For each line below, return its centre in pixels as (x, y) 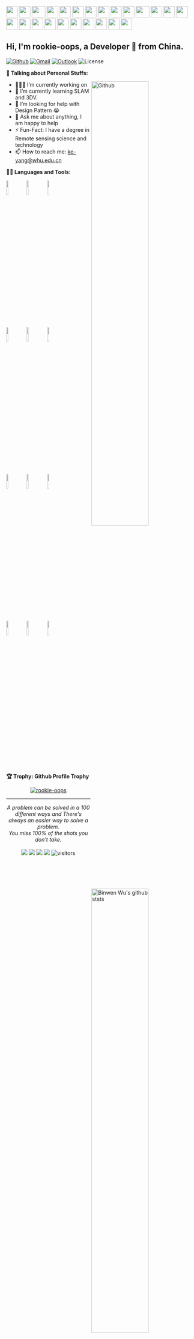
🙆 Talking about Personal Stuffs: (47, 73)
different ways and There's (48, 814)
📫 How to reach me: (41, 151)
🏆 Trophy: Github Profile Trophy (48, 776)
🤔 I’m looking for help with (47, 104)
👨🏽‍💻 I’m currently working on (51, 84)
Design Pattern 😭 (37, 110)
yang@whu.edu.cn (38, 160)
